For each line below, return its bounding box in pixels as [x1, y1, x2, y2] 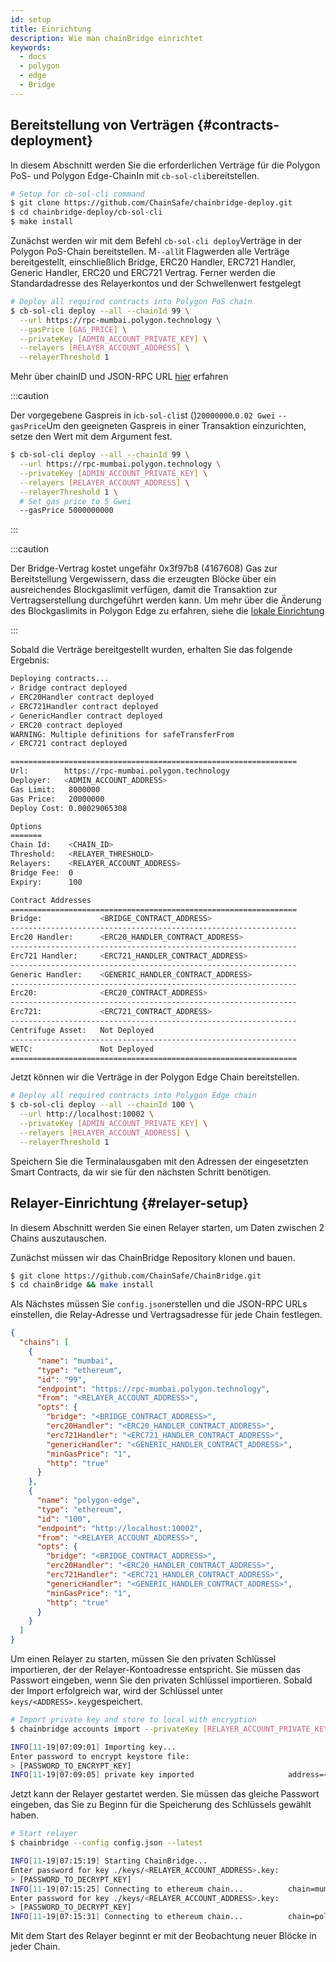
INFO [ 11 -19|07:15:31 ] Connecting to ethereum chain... [10, 1912, 244, 1922]
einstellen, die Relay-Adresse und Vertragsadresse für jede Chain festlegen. [10, 1309, 323, 1321]
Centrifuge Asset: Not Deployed [10, 1025, 155, 1035]
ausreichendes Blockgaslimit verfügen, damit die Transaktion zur [10, 584, 278, 596]
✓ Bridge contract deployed [10, 683, 128, 693]
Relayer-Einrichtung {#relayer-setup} [10, 1195, 250, 1212]
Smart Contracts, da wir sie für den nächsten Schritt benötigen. [10, 1166, 272, 1178]
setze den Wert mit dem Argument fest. [10, 431, 173, 443]
